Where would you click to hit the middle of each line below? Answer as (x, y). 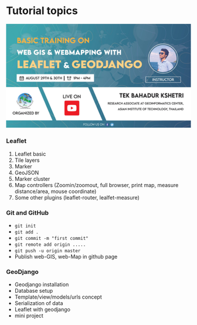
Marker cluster (32, 179)
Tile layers (27, 160)
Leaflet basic (30, 154)
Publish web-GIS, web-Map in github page (66, 257)
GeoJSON (27, 172)
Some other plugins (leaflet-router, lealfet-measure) (77, 197)
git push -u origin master (47, 251)
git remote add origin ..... (50, 245)
